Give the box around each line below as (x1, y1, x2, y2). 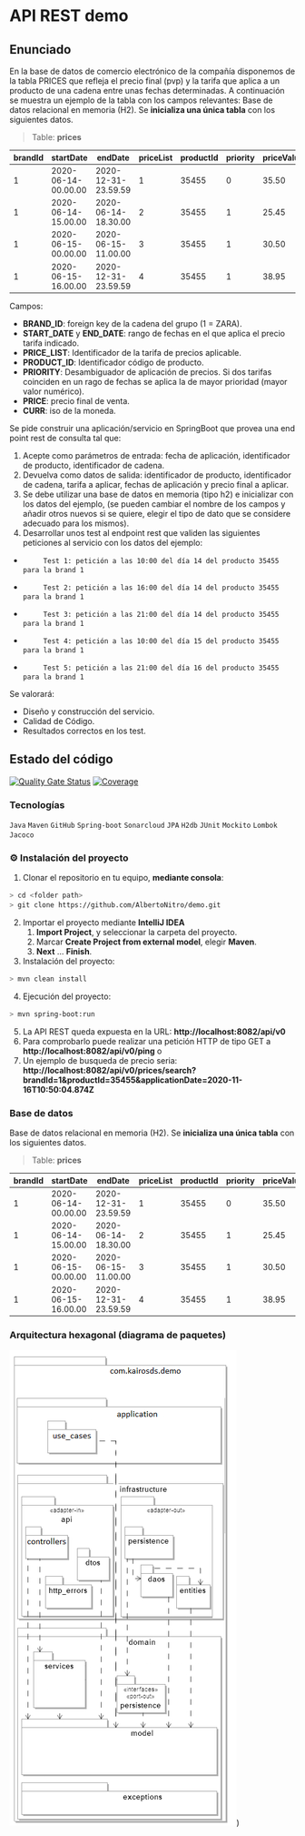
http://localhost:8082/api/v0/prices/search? (22, 1064, 197, 1075)
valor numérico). (22, 386, 84, 397)
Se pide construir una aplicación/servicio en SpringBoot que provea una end (9, 423, 295, 433)
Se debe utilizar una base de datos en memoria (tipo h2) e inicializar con (22, 489, 294, 499)
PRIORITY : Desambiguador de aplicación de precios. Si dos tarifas (22, 367, 272, 378)
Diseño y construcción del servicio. (22, 706, 155, 717)
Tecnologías (9, 798, 65, 811)
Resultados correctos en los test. (22, 725, 147, 736)
